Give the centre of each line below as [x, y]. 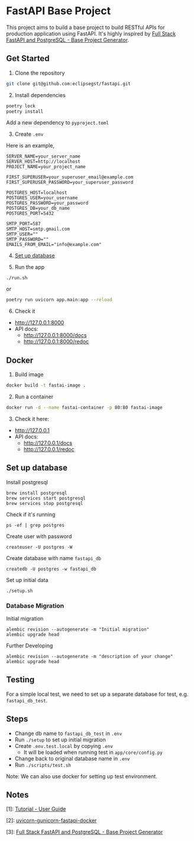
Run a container [34, 396]
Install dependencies [40, 95]
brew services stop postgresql [45, 503]
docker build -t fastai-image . [46, 386]
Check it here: [32, 418]
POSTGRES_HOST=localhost [37, 193]
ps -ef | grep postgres [35, 525]
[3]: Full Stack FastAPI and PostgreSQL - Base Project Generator [85, 832]
